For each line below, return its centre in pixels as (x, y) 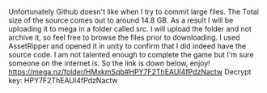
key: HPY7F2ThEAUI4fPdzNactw (64, 80)
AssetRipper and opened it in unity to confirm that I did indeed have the (127, 46)
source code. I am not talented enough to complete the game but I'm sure (131, 55)
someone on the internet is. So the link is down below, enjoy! (109, 63)
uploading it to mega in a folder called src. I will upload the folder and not (130, 29)
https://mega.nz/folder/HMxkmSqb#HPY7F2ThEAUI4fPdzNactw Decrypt (130, 72)
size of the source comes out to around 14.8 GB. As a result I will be (121, 20)
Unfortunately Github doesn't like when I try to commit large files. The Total (133, 12)
